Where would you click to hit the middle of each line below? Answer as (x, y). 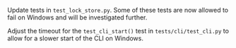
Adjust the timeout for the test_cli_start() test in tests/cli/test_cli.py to (118, 31)
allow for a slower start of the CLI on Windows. (75, 38)
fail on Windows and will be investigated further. (77, 17)
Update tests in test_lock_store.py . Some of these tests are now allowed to (118, 10)
